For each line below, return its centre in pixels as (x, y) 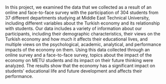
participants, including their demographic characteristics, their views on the (83, 34)
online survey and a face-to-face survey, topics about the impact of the (79, 55)
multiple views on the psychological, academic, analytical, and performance (83, 44)
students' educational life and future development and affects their (74, 71)
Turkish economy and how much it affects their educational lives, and (77, 39)
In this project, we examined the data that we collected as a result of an (79, 7)
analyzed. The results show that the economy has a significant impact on (80, 65)
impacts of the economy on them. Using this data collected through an (78, 50)
